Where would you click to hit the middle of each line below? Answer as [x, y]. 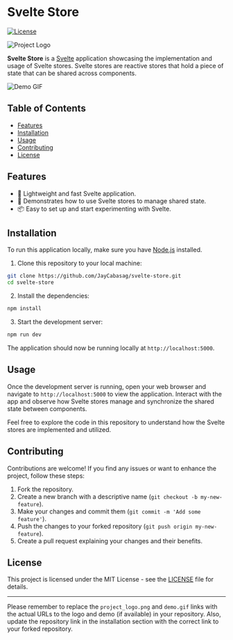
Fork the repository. [45, 489]
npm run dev [24, 335]
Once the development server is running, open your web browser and [107, 386]
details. [18, 587]
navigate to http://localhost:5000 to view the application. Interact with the [114, 394]
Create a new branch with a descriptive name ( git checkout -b [107, 496]
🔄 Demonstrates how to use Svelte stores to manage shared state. [112, 201]
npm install [24, 309]
